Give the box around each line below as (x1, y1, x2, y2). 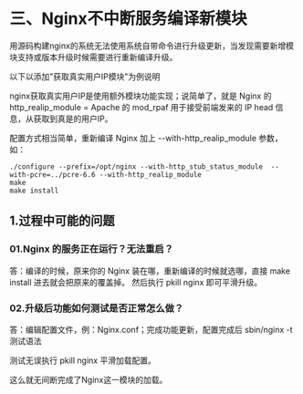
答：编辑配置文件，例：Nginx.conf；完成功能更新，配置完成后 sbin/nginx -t (9, 324, 294, 335)
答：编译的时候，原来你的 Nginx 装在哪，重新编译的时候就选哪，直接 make (9, 265, 290, 276)
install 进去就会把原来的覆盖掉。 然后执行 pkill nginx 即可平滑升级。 (9, 276, 263, 287)
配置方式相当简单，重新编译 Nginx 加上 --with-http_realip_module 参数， (9, 132, 283, 143)
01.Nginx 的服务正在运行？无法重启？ (9, 243, 174, 255)
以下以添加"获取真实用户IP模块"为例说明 (9, 70, 161, 82)
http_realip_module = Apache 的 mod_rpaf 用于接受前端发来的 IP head (9, 101, 274, 112)
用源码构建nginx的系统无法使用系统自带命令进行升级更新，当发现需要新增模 (9, 40, 295, 51)
